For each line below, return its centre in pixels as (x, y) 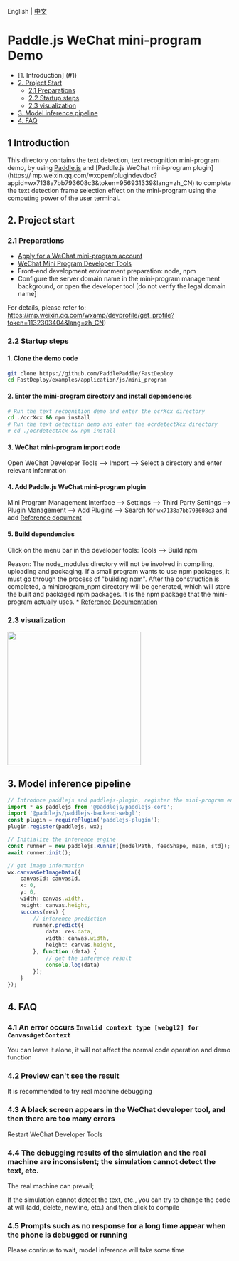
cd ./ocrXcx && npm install (49, 418)
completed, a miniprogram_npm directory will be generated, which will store (119, 586)
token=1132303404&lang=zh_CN (56, 323)
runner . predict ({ (58, 925)
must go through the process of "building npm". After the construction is (113, 579)
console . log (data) (73, 965)
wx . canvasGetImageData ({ (44, 872)
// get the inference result (89, 958)
